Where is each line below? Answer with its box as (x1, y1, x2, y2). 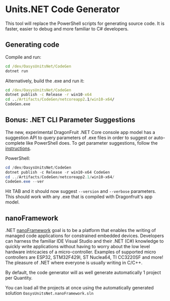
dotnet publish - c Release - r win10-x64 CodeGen (5, 170, 110, 175)
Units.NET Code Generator (5, 4, 120, 15)
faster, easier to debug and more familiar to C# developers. (5, 25, 129, 31)
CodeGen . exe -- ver (5, 179, 44, 184)
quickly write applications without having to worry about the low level (5, 244, 150, 250)
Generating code (5, 41, 59, 49)
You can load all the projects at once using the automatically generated (5, 285, 154, 291)
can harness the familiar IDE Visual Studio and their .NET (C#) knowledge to (5, 238, 164, 244)
